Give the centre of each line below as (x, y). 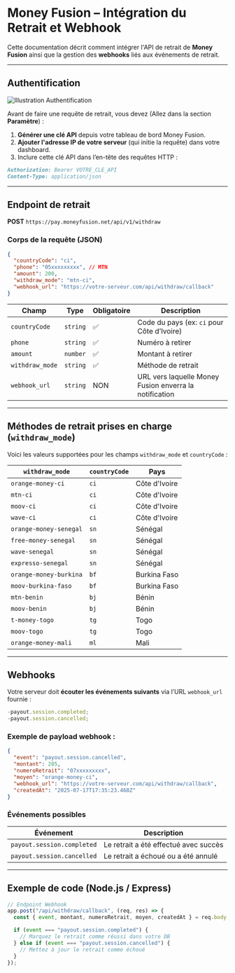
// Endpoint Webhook (37, 904)
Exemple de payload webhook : (61, 737)
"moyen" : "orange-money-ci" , (56, 777)
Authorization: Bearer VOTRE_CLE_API (62, 170)
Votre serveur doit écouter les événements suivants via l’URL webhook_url (115, 692)
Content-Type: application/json (54, 177)
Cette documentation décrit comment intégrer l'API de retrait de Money (110, 47)
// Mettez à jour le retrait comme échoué (83, 950)
